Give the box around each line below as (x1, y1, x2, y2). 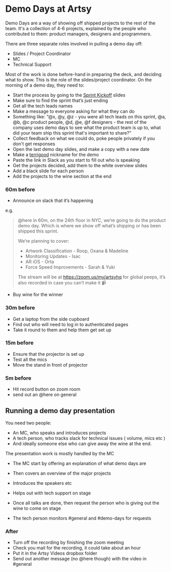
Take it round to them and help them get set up (12, 327, 111, 333)
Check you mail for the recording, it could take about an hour (12, 545, 141, 551)
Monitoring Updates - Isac (25, 253, 81, 259)
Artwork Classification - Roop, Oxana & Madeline (25, 248, 129, 254)
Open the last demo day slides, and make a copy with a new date (12, 146, 150, 152)
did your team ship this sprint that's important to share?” (12, 129, 132, 136)
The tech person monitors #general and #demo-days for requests (12, 515, 152, 521)
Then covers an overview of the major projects (12, 470, 111, 476)
